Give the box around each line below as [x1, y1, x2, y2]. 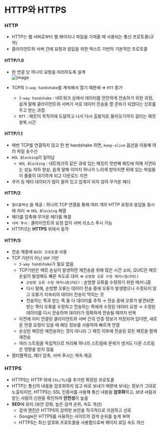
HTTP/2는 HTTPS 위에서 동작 [11, 226, 69, 232]
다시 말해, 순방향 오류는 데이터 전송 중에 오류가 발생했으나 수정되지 [26, 286, 152, 292]
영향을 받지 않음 [24, 347, 54, 352]
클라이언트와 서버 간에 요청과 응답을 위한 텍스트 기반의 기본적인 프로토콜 [11, 46, 148, 52]
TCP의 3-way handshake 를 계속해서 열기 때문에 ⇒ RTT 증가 [11, 84, 123, 90]
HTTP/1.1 [4, 131, 23, 137]
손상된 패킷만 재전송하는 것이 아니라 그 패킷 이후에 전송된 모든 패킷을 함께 [18, 328, 158, 334]
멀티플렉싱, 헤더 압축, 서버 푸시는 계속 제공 [11, 352, 92, 358]
